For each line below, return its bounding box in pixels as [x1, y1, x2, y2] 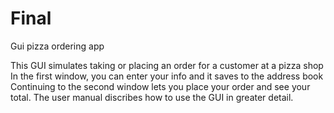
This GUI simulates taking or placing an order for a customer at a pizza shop [10, 59, 324, 71]
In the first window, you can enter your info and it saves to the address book [10, 70, 324, 82]
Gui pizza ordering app [10, 40, 105, 52]
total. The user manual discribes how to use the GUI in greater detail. [10, 91, 294, 103]
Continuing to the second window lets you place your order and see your [10, 80, 311, 92]
